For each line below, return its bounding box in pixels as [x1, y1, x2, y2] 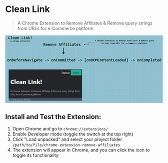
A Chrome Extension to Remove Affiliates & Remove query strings [17, 20, 152, 26]
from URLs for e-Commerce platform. [17, 25, 95, 31]
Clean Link [5, 3, 50, 15]
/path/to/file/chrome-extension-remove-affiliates [12, 142, 120, 148]
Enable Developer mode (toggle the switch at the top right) [12, 131, 133, 137]
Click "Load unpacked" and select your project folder [12, 136, 122, 142]
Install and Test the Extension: [5, 112, 101, 121]
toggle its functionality [12, 152, 59, 158]
